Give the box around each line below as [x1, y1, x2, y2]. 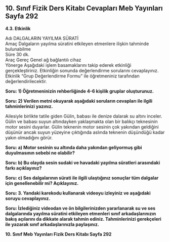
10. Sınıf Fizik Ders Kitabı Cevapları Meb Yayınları [5, 4, 163, 13]
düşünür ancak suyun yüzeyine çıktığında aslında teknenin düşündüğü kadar [5, 129, 165, 135]
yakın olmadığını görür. [5, 134, 53, 141]
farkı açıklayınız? [5, 165, 42, 171]
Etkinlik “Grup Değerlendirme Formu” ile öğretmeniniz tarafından [5, 73, 140, 79]
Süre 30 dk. [5, 51, 30, 57]
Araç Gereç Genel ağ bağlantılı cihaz [5, 57, 81, 63]
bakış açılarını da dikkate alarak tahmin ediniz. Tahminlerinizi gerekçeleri [5, 216, 162, 222]
